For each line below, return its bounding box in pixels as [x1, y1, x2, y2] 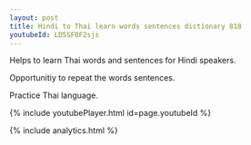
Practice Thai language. [9, 90, 98, 101]
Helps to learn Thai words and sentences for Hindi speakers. [9, 55, 236, 66]
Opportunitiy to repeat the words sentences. [9, 72, 176, 83]
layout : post [9, 13, 59, 23]
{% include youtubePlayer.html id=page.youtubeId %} [9, 108, 212, 119]
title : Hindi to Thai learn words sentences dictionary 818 [9, 22, 243, 31]
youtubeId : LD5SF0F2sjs [9, 30, 100, 39]
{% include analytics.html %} [9, 125, 118, 136]
